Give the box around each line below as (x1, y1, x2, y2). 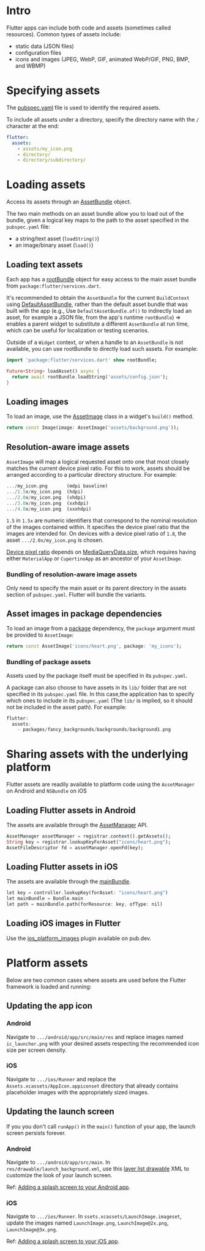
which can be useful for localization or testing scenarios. (6, 327, 149, 334)
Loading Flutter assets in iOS (6, 861, 118, 873)
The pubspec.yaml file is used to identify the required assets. (6, 104, 161, 111)
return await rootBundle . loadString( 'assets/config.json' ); (12, 374, 168, 380)
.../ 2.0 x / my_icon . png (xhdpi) (6, 494, 86, 501)
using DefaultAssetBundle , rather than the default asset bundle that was (6, 300, 188, 308)
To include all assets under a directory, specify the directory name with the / (6, 116, 199, 123)
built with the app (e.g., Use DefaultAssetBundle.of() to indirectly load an (6, 307, 192, 314)
